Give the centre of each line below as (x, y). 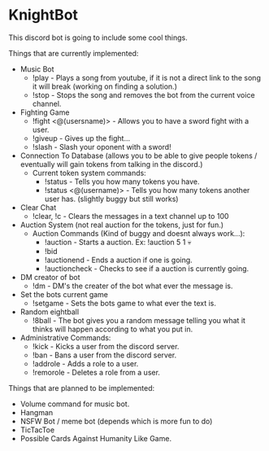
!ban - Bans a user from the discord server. (104, 355)
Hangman (37, 412)
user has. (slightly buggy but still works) (111, 199)
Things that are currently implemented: (74, 53)
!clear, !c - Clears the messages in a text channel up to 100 (130, 216)
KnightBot (43, 15)
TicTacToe (37, 430)
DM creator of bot (50, 277)
